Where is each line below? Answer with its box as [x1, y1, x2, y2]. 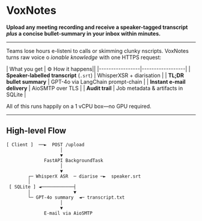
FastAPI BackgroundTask [44, 157, 103, 163]
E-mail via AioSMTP [44, 210, 93, 216]
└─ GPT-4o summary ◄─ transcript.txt [28, 194, 125, 201]
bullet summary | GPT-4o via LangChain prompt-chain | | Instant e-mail [6, 78, 186, 85]
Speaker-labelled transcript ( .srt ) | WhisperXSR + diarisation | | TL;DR [6, 72, 185, 79]
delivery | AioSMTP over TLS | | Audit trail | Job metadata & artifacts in [6, 84, 183, 92]
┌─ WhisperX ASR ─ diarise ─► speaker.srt [28, 173, 141, 179]
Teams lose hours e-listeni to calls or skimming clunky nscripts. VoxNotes [6, 47, 189, 54]
